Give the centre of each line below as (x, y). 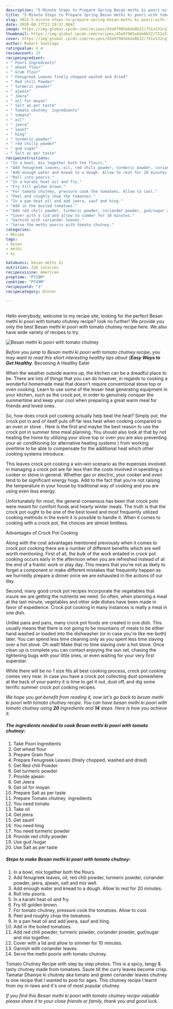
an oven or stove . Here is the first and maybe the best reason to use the (82, 427)
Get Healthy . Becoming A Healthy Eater (48, 363)
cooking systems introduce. (35, 454)
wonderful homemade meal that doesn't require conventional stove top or (84, 384)
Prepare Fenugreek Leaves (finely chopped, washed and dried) (80, 760)
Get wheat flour (30, 749)
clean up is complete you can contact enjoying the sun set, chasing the (81, 650)
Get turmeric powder (35, 771)
